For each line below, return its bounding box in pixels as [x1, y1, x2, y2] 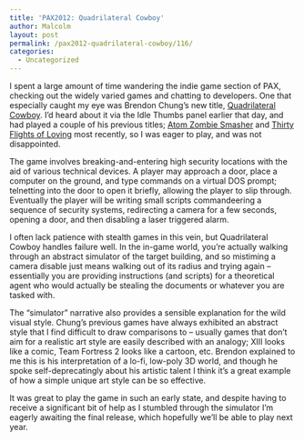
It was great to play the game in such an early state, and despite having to [9, 393, 287, 403]
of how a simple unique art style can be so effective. [9, 375, 207, 386]
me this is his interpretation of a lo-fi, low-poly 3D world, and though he [9, 356, 279, 366]
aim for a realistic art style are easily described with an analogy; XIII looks [9, 336, 285, 346]
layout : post [9, 30, 59, 39]
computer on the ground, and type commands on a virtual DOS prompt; [9, 175, 278, 186]
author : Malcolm [9, 22, 71, 31]
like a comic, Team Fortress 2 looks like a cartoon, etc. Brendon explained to [9, 346, 296, 356]
